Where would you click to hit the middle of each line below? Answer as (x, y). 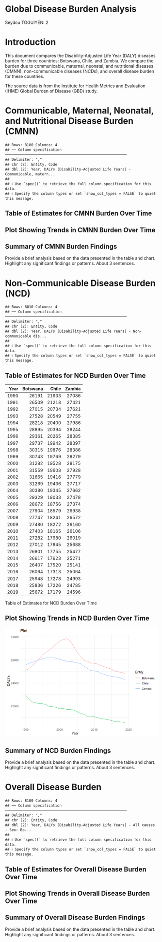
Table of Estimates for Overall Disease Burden (76, 869)
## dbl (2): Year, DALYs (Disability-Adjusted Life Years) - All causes (80, 825)
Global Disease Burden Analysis (71, 9)
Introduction (31, 42)
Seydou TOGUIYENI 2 (27, 22)
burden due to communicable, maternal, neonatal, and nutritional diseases (79, 66)
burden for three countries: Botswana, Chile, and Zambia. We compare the (79, 61)
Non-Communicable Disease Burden (81, 283)
